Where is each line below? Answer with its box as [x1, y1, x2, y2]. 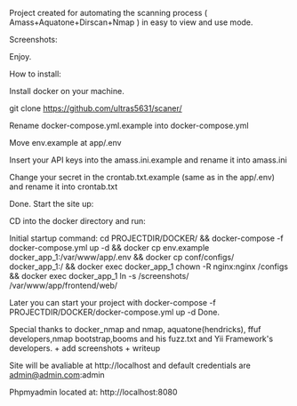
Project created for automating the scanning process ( [9, 8, 208, 18]
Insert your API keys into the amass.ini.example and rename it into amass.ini [9, 155, 287, 165]
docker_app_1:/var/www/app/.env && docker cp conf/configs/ [9, 252, 235, 262]
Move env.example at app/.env [9, 138, 122, 147]
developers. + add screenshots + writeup [9, 343, 161, 354]
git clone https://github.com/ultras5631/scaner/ [9, 103, 182, 114]
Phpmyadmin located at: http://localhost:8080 [9, 386, 178, 397]
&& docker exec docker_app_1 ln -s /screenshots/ [9, 271, 189, 281]
